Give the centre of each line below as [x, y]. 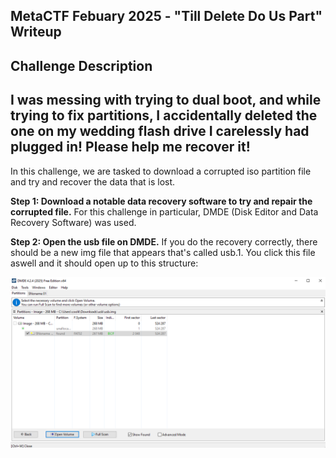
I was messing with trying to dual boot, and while [166, 100]
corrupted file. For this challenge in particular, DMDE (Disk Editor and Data [164, 211]
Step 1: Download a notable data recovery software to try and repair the [161, 201]
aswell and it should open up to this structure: [104, 263]
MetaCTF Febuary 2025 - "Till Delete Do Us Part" [166, 16]
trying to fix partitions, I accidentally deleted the [164, 115]
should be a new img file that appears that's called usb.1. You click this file [163, 252]
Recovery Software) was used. [73, 222]
